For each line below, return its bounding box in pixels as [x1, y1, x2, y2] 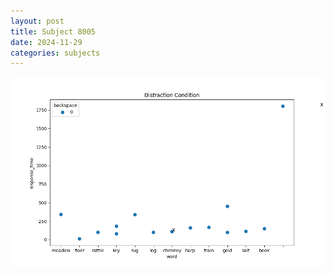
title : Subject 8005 [10, 26, 97, 37]
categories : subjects [10, 48, 101, 58]
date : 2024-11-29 [10, 37, 83, 47]
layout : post [10, 16, 65, 26]
